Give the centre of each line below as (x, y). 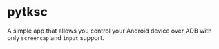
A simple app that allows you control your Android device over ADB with (109, 31)
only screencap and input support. (56, 37)
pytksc (28, 12)
